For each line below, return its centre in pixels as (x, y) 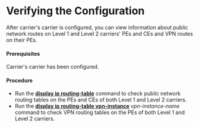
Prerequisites (23, 53)
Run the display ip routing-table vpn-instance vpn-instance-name (97, 106)
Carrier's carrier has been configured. (53, 67)
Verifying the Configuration (75, 11)
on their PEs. (22, 40)
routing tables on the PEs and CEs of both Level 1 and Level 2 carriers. (101, 100)
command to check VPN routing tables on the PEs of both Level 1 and (100, 112)
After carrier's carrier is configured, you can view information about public (97, 27)
